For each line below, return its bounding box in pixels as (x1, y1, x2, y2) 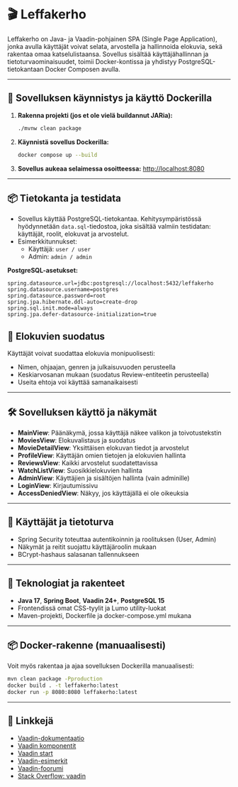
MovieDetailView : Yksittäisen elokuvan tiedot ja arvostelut (17, 443, 189, 452)
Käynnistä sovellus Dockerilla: (17, 137, 110, 146)
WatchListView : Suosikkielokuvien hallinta (17, 466, 143, 474)
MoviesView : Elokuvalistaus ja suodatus (17, 435, 136, 445)
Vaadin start (17, 749, 53, 757)
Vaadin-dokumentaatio (17, 734, 85, 742)
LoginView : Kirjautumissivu (17, 481, 98, 489)
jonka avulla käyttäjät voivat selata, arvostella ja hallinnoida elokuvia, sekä (7, 42, 223, 50)
